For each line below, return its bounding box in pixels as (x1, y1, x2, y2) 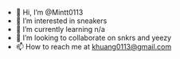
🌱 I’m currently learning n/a (15, 25, 105, 33)
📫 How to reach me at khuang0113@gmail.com (15, 42, 172, 51)
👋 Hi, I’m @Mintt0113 (15, 8, 84, 17)
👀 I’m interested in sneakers (15, 16, 108, 26)
